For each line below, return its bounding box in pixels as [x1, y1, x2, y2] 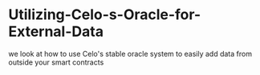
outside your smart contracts [8, 57, 104, 67]
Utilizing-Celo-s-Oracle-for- [8, 6, 201, 24]
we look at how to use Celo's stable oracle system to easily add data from [8, 49, 253, 58]
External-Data [8, 22, 104, 41]
